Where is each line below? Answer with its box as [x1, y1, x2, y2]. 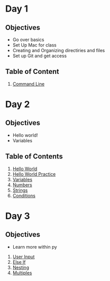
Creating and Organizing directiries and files [12, 48, 105, 53]
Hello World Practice [12, 171, 56, 177]
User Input [12, 254, 35, 260]
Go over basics [12, 36, 45, 43]
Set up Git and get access [12, 53, 67, 59]
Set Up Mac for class [12, 42, 57, 48]
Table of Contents [5, 152, 63, 161]
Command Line [12, 81, 45, 87]
